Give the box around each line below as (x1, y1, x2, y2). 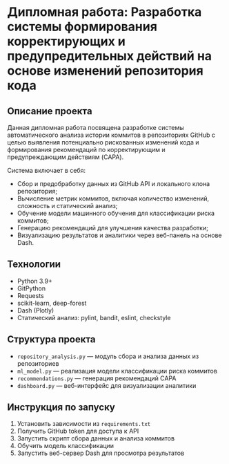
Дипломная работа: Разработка (7, 4, 202, 20)
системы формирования (7, 19, 157, 35)
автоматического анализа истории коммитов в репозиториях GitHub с (7, 131, 216, 139)
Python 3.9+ (17, 277, 53, 285)
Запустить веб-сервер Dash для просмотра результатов (17, 449, 185, 457)
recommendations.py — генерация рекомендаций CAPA (17, 374, 177, 382)
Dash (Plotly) (17, 306, 54, 315)
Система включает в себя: (7, 167, 86, 174)
